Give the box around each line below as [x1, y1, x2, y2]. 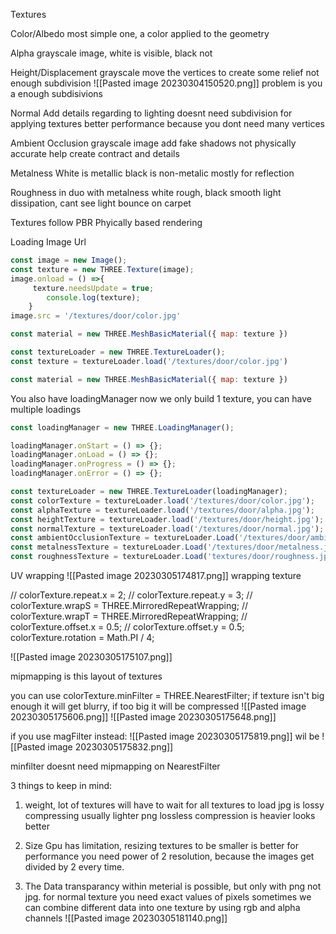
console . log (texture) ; [46, 292, 141, 303]
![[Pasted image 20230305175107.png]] [10, 651, 173, 663]
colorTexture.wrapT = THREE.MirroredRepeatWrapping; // [10, 610, 248, 622]
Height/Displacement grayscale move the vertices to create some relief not [10, 67, 320, 78]
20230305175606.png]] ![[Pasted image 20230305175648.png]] [10, 711, 277, 723]
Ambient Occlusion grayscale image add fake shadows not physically [10, 137, 297, 149]
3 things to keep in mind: [10, 780, 113, 791]
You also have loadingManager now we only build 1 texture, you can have [10, 392, 312, 404]
